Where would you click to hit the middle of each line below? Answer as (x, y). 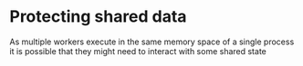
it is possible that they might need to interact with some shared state (138, 51)
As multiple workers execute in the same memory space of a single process (152, 42)
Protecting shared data (98, 17)
